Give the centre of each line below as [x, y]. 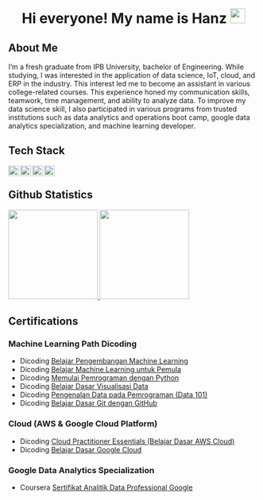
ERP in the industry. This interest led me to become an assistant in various [130, 84]
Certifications [43, 321]
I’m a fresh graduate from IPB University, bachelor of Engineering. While [126, 67]
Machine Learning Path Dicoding [73, 344]
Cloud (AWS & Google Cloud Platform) [83, 424]
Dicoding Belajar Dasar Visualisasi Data [84, 387]
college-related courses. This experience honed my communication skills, [129, 92]
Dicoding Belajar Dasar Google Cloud [81, 449]
